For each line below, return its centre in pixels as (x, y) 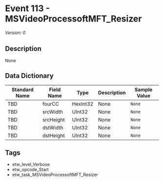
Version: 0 (15, 33)
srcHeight (53, 120)
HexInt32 (83, 104)
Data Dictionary (29, 76)
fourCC (51, 104)
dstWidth (53, 127)
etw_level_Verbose (31, 164)
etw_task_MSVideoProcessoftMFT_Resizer (55, 175)
